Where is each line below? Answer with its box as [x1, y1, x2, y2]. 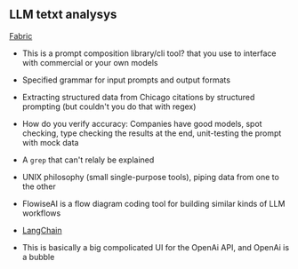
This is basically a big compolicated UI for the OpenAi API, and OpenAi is [21, 241, 290, 252]
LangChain [21, 225, 62, 235]
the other [21, 181, 56, 192]
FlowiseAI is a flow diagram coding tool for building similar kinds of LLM [21, 198, 286, 209]
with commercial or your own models [21, 57, 158, 67]
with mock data [21, 137, 79, 147]
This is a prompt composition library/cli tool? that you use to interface [21, 48, 277, 59]
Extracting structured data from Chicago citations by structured [21, 91, 255, 102]
